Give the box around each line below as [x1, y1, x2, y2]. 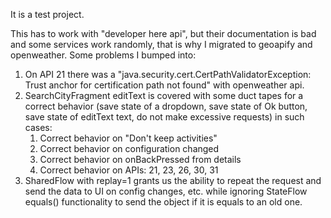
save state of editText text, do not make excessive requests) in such [24, 111, 305, 123]
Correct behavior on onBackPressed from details [39, 154, 242, 165]
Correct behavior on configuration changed [39, 143, 220, 154]
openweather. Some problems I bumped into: [10, 49, 197, 61]
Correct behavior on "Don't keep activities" [39, 132, 218, 144]
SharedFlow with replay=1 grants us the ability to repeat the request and [24, 175, 322, 186]
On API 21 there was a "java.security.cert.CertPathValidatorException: [24, 69, 312, 80]
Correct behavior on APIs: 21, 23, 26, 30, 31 [39, 164, 219, 176]
